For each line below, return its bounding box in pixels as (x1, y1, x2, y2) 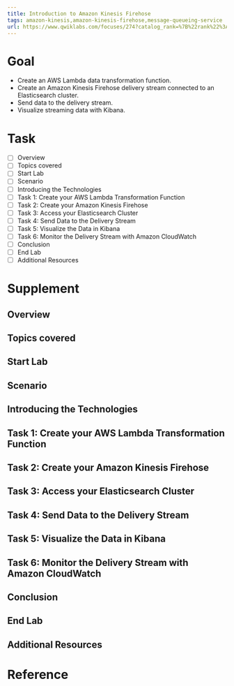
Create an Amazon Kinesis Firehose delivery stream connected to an (17, 84, 214, 92)
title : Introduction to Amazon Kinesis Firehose (7, 10, 151, 17)
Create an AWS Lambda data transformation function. (17, 76, 172, 84)
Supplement (7, 281, 80, 297)
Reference (7, 666, 68, 683)
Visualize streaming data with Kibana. (17, 106, 125, 114)
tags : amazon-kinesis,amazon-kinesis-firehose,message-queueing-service (7, 17, 223, 24)
